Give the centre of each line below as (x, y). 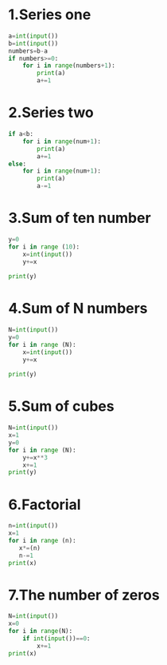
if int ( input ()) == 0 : (56, 639)
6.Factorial (45, 504)
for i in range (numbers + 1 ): (69, 66)
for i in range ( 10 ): (44, 247)
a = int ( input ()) (33, 36)
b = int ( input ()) (33, 43)
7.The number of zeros (84, 595)
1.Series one (50, 15)
